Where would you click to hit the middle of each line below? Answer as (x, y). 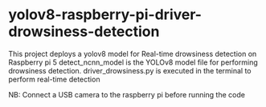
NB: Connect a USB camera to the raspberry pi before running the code (127, 94)
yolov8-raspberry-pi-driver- (105, 15)
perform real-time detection (54, 79)
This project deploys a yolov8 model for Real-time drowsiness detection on (133, 53)
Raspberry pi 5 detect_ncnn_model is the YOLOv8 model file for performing (133, 62)
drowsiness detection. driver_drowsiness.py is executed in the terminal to (130, 70)
